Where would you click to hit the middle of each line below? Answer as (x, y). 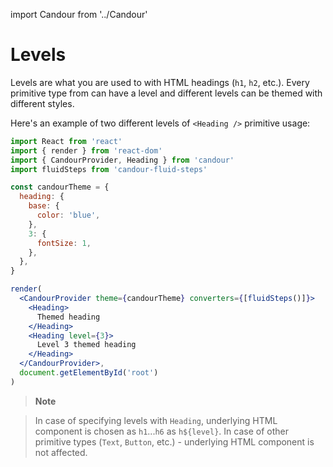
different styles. (42, 103)
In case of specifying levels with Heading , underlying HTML (156, 420)
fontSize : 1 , (64, 243)
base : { (44, 206)
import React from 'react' (66, 141)
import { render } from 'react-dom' (86, 150)
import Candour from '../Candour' (79, 14)
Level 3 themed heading (86, 345)
